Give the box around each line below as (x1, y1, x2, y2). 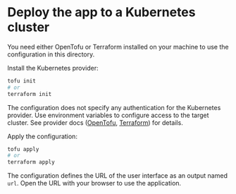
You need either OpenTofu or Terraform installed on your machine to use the (7, 42, 229, 51)
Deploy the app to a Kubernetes (7, 4, 196, 20)
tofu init (7, 77, 37, 85)
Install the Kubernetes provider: (7, 63, 99, 72)
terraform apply (7, 159, 55, 166)
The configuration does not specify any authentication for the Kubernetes (7, 103, 221, 111)
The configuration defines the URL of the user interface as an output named (7, 171, 228, 180)
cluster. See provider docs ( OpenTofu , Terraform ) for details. (7, 118, 183, 127)
